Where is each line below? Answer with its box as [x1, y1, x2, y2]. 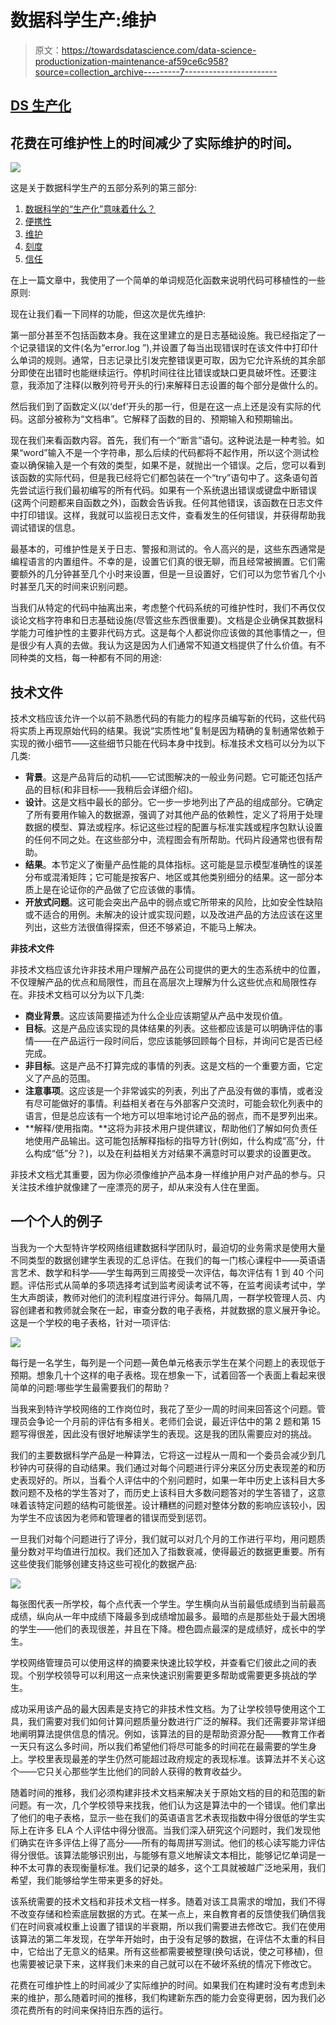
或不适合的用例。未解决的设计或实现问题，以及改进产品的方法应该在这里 [24, 908, 323, 920]
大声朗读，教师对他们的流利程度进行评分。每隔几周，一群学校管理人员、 [18, 1291, 317, 1303]
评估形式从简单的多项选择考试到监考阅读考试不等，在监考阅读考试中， [27, 1279, 317, 1291]
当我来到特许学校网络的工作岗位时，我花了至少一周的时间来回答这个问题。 [10, 1402, 317, 1415]
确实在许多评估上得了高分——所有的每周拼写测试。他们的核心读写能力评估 [18, 1836, 326, 1848]
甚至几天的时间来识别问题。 [18, 581, 133, 593]
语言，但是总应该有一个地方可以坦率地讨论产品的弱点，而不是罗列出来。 [24, 1109, 323, 1121]
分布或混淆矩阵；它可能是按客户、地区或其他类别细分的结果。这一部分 [24, 871, 315, 883]
